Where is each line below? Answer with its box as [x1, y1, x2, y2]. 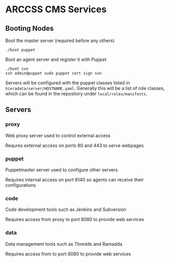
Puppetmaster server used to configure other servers [5, 166, 118, 172]
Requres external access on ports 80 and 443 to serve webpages [5, 142, 144, 148]
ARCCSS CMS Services [5, 4, 107, 15]
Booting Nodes [5, 24, 54, 33]
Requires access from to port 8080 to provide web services [5, 251, 132, 257]
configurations [5, 182, 36, 188]
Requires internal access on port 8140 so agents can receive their [5, 177, 144, 183]
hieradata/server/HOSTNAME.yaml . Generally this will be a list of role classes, [5, 85, 165, 91]
